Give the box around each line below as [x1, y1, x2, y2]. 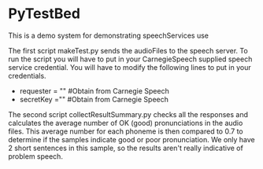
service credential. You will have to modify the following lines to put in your [8, 62, 251, 72]
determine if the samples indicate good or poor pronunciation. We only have [8, 134, 255, 144]
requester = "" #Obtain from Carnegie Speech [19, 86, 169, 95]
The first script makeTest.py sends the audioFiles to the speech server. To [8, 46, 248, 55]
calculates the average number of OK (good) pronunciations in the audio [8, 118, 243, 127]
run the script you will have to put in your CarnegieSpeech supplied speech [8, 54, 253, 64]
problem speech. [8, 151, 63, 161]
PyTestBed [8, 5, 81, 23]
